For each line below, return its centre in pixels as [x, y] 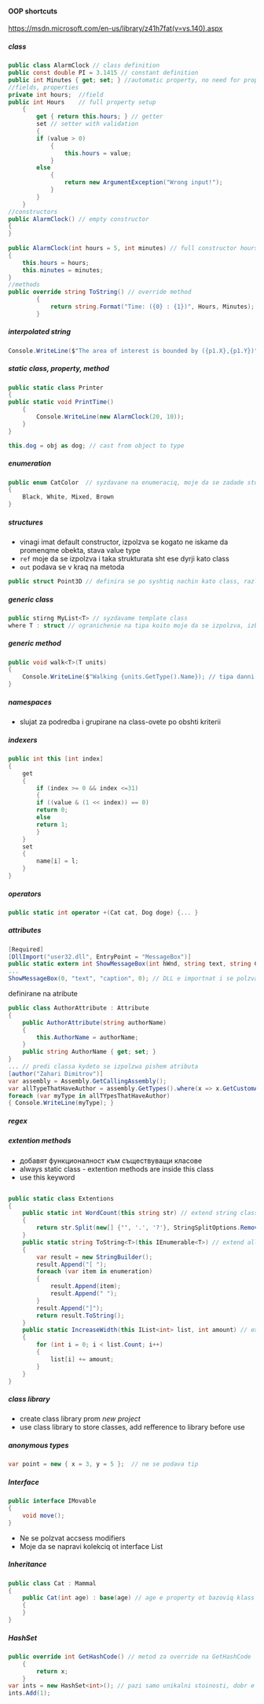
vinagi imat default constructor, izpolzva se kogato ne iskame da [124, 542]
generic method [35, 643]
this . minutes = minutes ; [63, 270]
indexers [23, 740]
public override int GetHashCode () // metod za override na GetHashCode [130, 1656]
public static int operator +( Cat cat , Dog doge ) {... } [103, 912]
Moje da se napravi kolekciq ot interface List [91, 1546]
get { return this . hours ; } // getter [100, 117]
